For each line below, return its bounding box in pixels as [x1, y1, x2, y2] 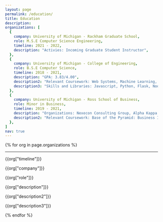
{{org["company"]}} [5, 165, 45, 171]
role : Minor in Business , [14, 102, 66, 107]
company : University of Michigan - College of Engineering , [14, 61, 138, 66]
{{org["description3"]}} [5, 203, 51, 209]
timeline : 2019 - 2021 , [14, 106, 62, 111]
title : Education [5, 16, 40, 21]
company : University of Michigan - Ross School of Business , [14, 97, 140, 102]
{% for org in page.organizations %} [5, 142, 78, 148]
